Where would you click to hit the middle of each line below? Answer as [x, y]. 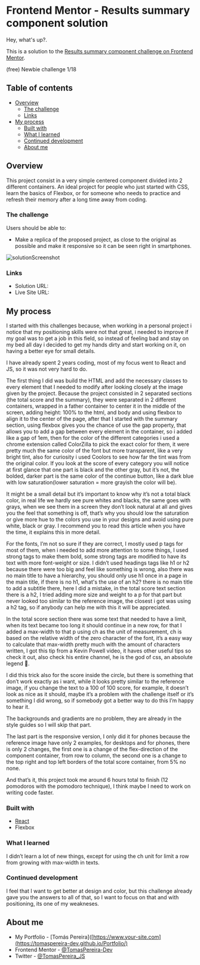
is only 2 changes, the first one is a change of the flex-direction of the [92, 749]
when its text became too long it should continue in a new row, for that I [94, 625]
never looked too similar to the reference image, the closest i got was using [99, 601]
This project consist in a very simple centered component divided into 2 [95, 180]
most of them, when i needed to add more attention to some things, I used [97, 550]
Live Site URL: [32, 292]
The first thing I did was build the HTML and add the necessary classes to [97, 380]
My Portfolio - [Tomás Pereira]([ [54, 937]
